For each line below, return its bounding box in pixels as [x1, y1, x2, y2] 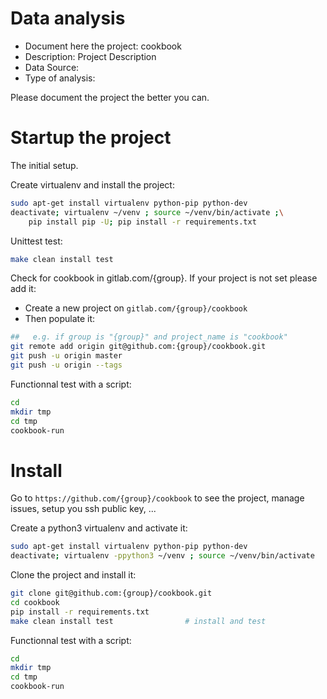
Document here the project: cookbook [24, 40, 182, 52]
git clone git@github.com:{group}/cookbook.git [10, 588, 213, 599]
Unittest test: [10, 235, 63, 247]
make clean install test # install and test [10, 616, 267, 626]
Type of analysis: [24, 72, 96, 84]
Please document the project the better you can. [10, 91, 210, 103]
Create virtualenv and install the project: [10, 178, 175, 191]
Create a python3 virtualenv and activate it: [10, 522, 188, 534]
